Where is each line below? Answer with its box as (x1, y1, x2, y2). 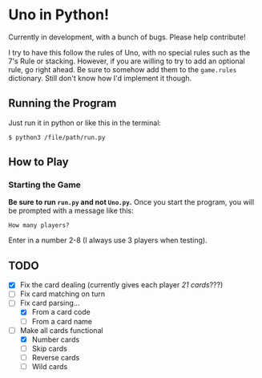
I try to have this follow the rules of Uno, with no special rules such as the (8, 47, 251, 57)
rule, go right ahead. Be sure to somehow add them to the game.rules (8, 64, 237, 74)
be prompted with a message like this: (8, 206, 134, 216)
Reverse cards (31, 352, 80, 362)
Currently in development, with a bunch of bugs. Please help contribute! (8, 32, 246, 42)
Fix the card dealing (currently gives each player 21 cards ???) (19, 280, 224, 290)
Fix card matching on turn (19, 289, 106, 299)
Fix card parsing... (19, 299, 80, 308)
